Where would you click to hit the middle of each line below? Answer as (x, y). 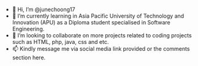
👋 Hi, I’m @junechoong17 (44, 9)
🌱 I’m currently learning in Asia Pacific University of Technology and (98, 16)
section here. (29, 57)
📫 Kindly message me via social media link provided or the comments (101, 49)
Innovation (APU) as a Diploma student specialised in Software (91, 22)
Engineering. (28, 29)
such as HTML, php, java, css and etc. (60, 42)
